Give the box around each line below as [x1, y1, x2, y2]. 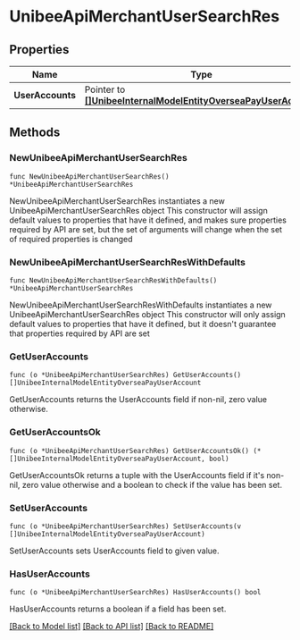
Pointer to [84, 83, 126, 96]
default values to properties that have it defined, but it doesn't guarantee [9, 318, 277, 329]
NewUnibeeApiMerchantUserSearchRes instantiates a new [9, 195, 225, 206]
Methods [9, 125, 61, 140]
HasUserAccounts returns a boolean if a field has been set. [9, 603, 227, 614]
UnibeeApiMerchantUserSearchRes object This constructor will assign [9, 205, 268, 215]
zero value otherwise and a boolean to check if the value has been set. [21, 479, 283, 490]
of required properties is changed [9, 233, 133, 244]
